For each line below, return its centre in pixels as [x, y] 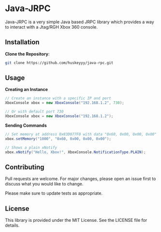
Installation [22, 42]
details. [12, 225]
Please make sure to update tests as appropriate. [54, 193]
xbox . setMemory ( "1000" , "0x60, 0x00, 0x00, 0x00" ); [58, 139]
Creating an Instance [27, 90]
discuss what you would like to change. [44, 184]
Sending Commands [26, 125]
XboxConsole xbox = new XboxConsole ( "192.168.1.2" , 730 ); [65, 103]
